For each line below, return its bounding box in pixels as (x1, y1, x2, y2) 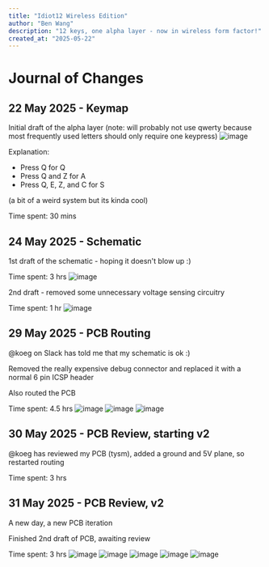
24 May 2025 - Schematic (8, 235, 142, 248)
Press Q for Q (19, 163, 66, 172)
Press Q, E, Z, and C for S (19, 180, 105, 190)
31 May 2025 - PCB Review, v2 (8, 497, 164, 510)
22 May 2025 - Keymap (8, 101, 129, 115)
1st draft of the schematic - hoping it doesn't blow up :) (8, 256, 191, 266)
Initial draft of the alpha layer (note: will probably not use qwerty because (8, 123, 252, 133)
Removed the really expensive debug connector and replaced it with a (8, 363, 242, 373)
